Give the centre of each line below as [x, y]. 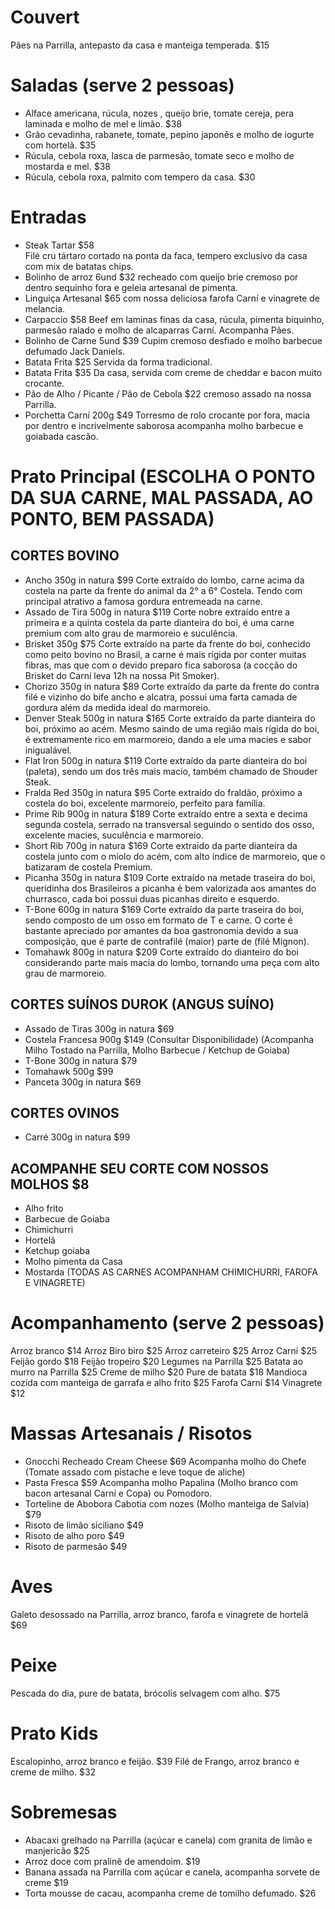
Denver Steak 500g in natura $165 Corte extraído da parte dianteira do [170, 718]
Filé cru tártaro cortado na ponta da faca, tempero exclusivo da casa [166, 255]
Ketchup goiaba [57, 1251]
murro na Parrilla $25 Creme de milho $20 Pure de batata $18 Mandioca [159, 1372]
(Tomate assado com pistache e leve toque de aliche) [135, 1472]
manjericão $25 [57, 1850]
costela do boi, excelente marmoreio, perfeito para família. [145, 803]
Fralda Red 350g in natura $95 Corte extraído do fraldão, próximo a [163, 792]
